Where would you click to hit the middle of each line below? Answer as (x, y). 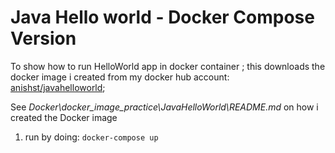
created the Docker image (64, 117)
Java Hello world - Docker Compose (162, 17)
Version (43, 38)
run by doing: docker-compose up (91, 137)
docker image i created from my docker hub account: (120, 77)
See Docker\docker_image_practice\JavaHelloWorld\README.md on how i (164, 107)
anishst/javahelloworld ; (58, 87)
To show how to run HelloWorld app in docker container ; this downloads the (168, 66)
